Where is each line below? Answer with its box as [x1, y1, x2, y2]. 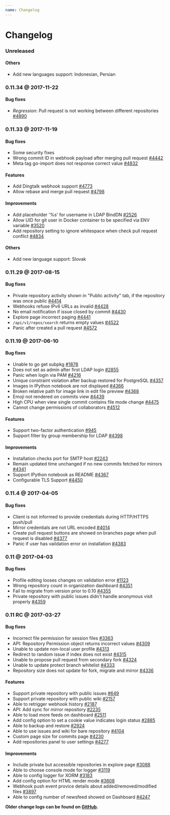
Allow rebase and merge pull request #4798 [12, 189, 105, 195]
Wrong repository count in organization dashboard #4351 [12, 582, 133, 588]
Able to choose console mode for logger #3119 [12, 767, 111, 773]
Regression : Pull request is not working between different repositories [12, 108, 159, 114]
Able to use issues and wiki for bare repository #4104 [12, 728, 124, 734]
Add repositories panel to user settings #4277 [12, 739, 109, 745]
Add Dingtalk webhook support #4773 [12, 183, 93, 189]
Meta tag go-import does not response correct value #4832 [12, 160, 138, 166]
